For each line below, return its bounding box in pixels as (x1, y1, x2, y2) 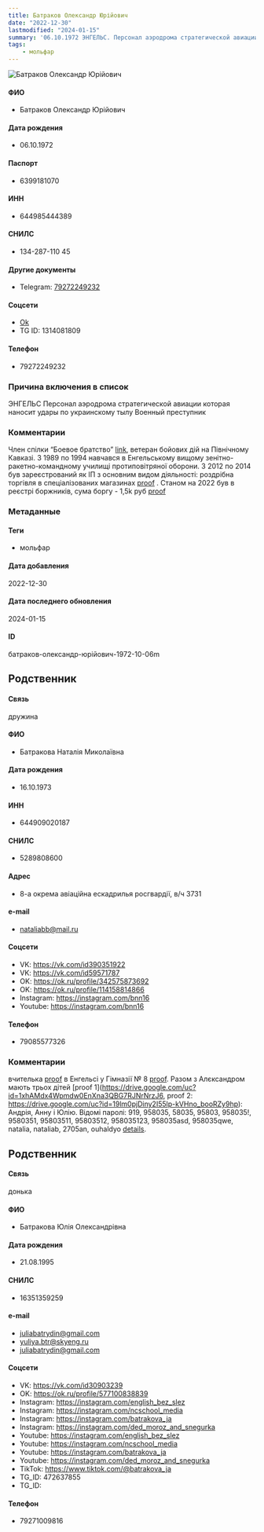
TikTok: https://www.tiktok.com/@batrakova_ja (19, 1464, 171, 1474)
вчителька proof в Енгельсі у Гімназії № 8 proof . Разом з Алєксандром (8, 1074, 245, 1084)
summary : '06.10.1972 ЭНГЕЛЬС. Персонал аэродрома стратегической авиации (8, 33, 258, 42)
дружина (8, 712, 38, 721)
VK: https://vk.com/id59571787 (19, 968, 120, 977)
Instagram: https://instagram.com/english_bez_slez (19, 1398, 185, 1407)
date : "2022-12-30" (8, 19, 72, 27)
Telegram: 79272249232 (19, 282, 101, 291)
